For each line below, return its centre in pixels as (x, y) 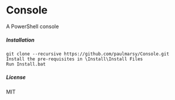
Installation (20, 40)
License (16, 77)
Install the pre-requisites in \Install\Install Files (75, 59)
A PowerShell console (33, 26)
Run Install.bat (26, 64)
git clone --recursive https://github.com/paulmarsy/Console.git (87, 54)
